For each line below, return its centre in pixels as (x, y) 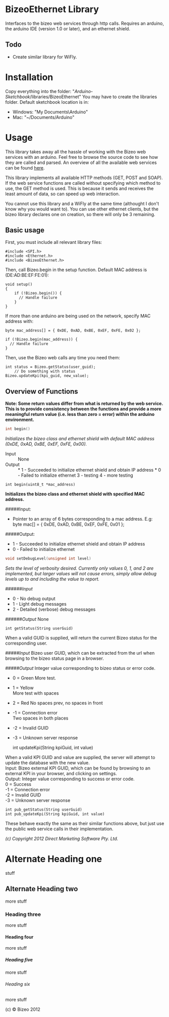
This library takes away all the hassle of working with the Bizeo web (76, 152)
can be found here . (25, 167)
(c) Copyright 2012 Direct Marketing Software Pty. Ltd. (62, 839)
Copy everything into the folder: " (40, 91)
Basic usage (25, 230)
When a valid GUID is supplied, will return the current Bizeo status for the (81, 638)
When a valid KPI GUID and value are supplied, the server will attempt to (80, 757)
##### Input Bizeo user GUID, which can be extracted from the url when (80, 653)
